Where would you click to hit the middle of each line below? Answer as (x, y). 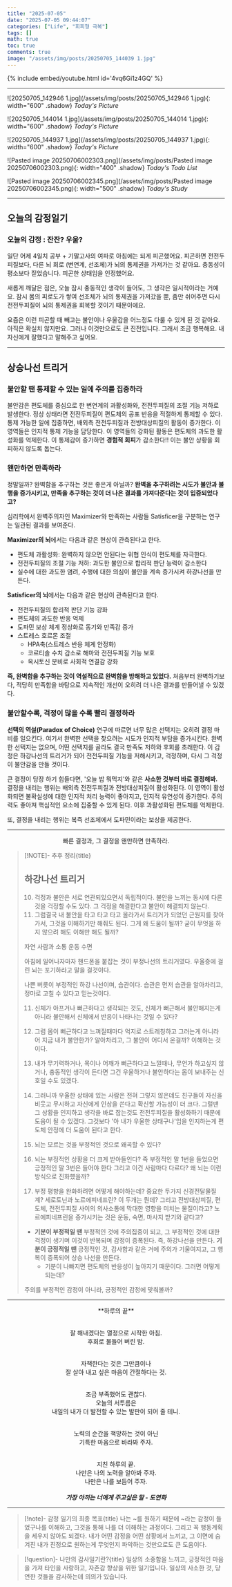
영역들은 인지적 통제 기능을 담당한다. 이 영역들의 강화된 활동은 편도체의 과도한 (111, 431)
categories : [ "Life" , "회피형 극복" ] (58, 26)
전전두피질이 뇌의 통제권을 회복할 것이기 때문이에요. (76, 306)
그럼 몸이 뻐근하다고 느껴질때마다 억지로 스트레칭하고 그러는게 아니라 (127, 1031)
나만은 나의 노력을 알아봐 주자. (116, 1472)
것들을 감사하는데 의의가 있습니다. (82, 1576)
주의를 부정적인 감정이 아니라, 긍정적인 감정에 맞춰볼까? (98, 1289)
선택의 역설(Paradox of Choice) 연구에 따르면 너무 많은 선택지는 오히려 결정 (110, 729)
